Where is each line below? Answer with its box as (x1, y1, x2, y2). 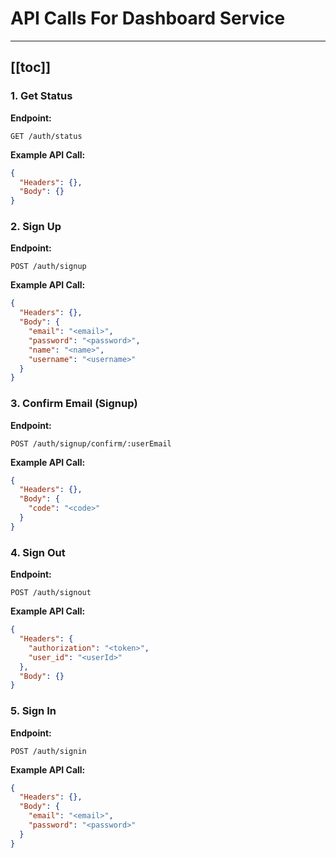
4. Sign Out (10, 545, 66, 559)
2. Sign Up (10, 220, 62, 234)
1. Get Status (10, 89, 73, 103)
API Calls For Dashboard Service (10, 7, 286, 30)
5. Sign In (10, 704, 57, 718)
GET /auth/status (10, 131, 83, 141)
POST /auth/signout (10, 588, 92, 598)
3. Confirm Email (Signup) (10, 397, 138, 411)
